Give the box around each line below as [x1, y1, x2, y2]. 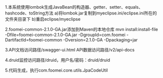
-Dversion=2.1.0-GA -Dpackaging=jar [63, 37, 138, 42]
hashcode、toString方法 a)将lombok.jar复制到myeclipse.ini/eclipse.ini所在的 [5, 10, 157, 16]
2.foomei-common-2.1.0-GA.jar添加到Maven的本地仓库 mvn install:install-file [5, 26, 158, 32]
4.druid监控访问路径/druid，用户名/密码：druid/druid [5, 57, 111, 63]
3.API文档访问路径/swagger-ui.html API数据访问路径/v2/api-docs [5, 47, 135, 52]
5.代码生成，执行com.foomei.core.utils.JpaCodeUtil [5, 67, 108, 73]
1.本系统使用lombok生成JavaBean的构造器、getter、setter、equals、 [5, 4, 143, 10]
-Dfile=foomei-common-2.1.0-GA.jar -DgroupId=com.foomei [5, 32, 126, 38]
